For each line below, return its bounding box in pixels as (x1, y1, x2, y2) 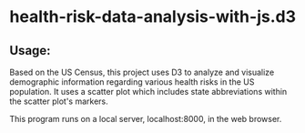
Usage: (9, 43, 52, 58)
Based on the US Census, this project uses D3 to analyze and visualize (9, 66, 275, 77)
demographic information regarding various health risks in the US (9, 77, 255, 87)
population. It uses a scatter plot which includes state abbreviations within (9, 87, 288, 97)
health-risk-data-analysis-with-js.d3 (9, 6, 296, 27)
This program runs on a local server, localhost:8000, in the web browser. (9, 114, 282, 124)
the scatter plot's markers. (9, 96, 109, 107)
